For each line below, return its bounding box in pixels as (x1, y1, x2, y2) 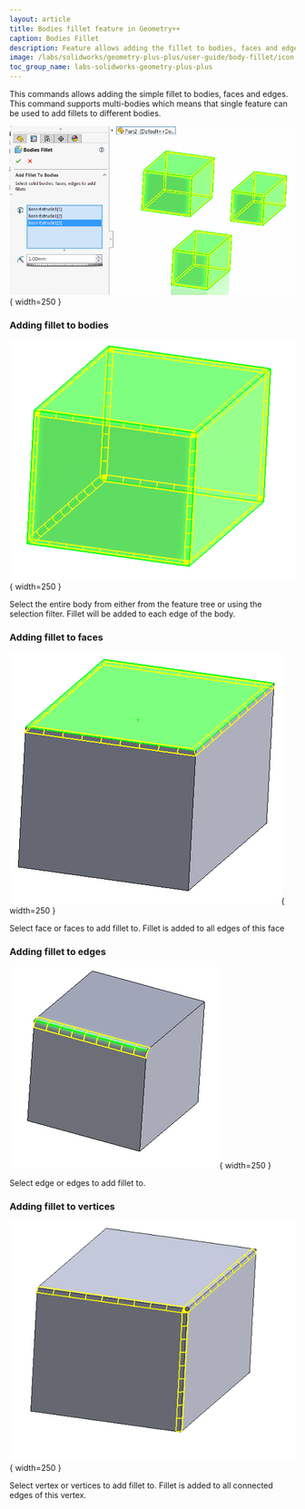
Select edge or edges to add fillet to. (9, 1178, 146, 1188)
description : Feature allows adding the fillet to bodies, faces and (9, 44, 279, 53)
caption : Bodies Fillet (9, 34, 100, 43)
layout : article (9, 15, 71, 24)
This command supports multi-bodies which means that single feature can (9, 98, 288, 109)
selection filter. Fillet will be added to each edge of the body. (9, 608, 236, 619)
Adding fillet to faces (9, 631, 103, 644)
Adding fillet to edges (9, 945, 106, 958)
